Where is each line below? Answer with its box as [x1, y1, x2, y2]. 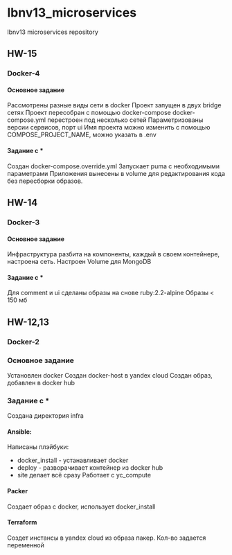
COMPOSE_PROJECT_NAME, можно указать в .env [7, 130, 157, 139]
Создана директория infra [7, 412, 84, 420]
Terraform [7, 518, 37, 527]
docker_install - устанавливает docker [17, 456, 129, 465]
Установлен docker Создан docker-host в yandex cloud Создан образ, [7, 371, 213, 379]
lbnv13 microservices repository [7, 28, 99, 36]
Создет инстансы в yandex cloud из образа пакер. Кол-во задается [7, 534, 206, 542]
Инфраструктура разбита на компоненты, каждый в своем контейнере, [7, 250, 220, 258]
